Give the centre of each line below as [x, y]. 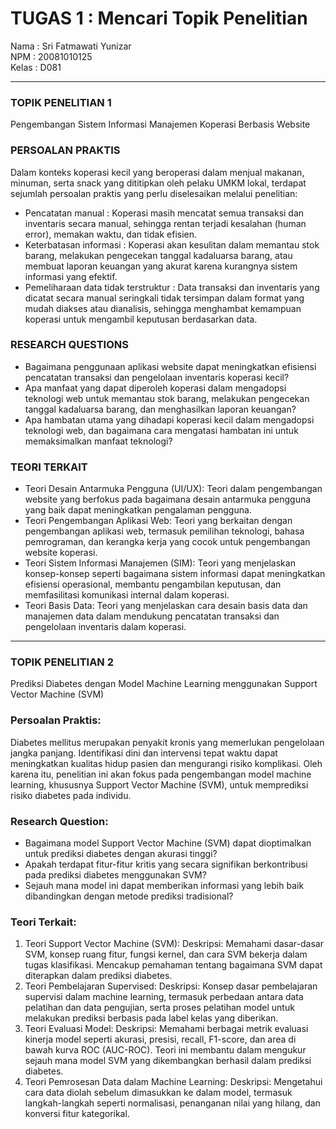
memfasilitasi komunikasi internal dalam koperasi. [127, 595]
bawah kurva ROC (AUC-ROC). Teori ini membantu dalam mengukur [165, 1050]
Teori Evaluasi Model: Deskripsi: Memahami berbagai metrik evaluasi [166, 1029]
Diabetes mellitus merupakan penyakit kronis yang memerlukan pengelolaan [167, 742]
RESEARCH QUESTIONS [69, 345]
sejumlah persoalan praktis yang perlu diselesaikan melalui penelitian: [154, 193]
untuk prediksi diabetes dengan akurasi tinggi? [121, 854]
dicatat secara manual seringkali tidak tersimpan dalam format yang [164, 298]
